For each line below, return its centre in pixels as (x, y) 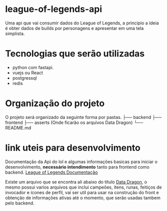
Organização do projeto (55, 104)
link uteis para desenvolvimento (73, 148)
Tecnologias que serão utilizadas (75, 54)
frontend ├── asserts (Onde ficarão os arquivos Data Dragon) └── (74, 122)
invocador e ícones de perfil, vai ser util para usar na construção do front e (82, 192)
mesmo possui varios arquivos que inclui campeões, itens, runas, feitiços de (83, 187)
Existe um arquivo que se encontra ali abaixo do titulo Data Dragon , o (76, 182)
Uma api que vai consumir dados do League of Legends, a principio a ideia (82, 23)
